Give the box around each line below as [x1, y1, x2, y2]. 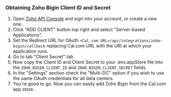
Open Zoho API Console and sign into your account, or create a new [12, 16, 157, 22]
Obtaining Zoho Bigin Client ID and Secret [5, 4, 111, 11]
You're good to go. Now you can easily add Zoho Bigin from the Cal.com [12, 81, 166, 87]
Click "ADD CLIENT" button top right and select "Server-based [12, 27, 145, 33]
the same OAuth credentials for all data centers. [12, 76, 114, 82]
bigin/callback [12, 44, 46, 49]
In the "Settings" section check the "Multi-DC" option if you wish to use [12, 70, 164, 76]
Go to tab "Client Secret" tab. [12, 54, 75, 60]
